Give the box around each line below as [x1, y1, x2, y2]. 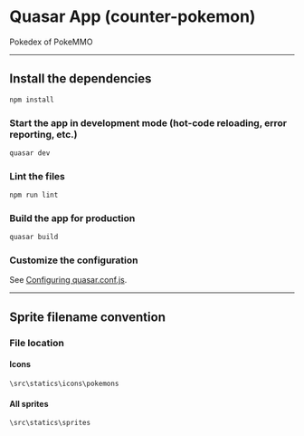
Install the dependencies [9, 71, 152, 87]
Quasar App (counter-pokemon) [9, 6, 256, 27]
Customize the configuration [9, 254, 138, 266]
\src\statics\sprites [9, 419, 91, 428]
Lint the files [9, 170, 65, 182]
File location [9, 336, 65, 349]
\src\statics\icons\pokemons [9, 379, 119, 388]
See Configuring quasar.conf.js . [9, 275, 128, 286]
